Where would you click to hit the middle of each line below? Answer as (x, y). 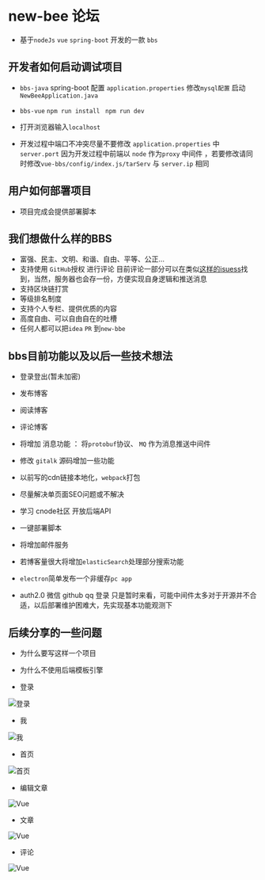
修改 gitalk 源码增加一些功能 (67, 461)
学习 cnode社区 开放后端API (65, 511)
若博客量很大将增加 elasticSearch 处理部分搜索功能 (102, 562)
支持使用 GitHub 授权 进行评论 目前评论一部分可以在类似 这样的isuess (130, 269)
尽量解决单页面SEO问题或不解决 (72, 494)
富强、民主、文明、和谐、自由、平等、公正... (92, 259)
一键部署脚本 (40, 528)
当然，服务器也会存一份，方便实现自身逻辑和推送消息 (120, 279)
